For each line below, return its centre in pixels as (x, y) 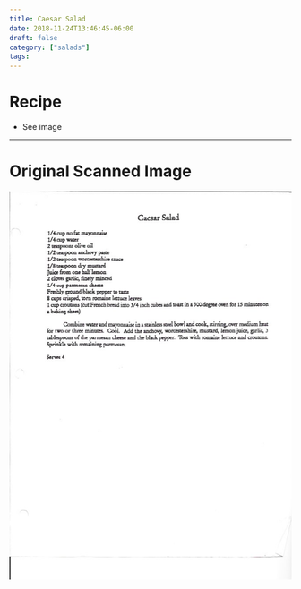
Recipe (36, 102)
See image (42, 127)
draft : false (34, 38)
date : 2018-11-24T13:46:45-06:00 (72, 28)
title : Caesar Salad (48, 19)
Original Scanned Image (101, 171)
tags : (19, 57)
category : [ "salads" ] (50, 47)
